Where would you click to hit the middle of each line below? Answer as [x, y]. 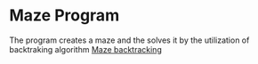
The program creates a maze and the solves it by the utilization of [129, 40]
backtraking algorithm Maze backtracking [85, 49]
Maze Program [64, 16]
